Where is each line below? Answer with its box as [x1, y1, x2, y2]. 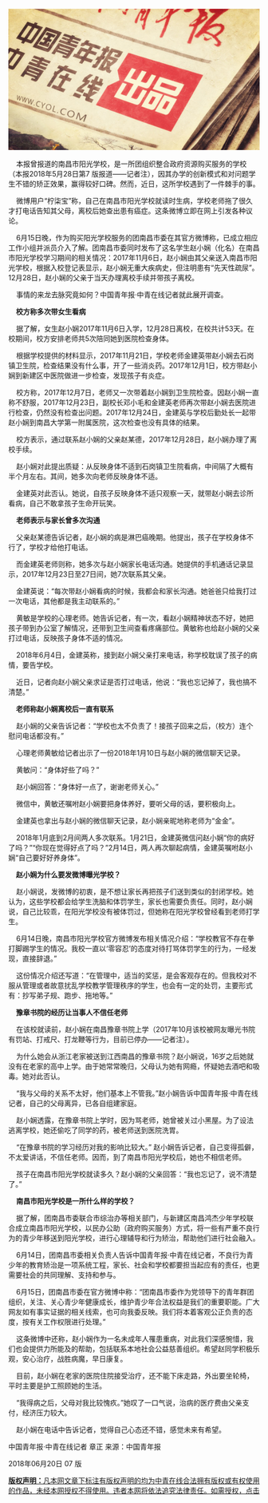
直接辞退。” [22, 954, 57, 963]
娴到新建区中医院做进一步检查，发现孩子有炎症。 [8, 371, 169, 380]
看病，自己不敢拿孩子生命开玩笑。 [8, 498, 120, 508]
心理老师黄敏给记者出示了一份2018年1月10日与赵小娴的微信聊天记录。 [15, 748, 245, 758]
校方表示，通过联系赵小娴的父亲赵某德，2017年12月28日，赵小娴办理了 [15, 434, 250, 444]
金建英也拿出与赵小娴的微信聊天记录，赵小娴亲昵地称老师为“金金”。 [15, 816, 239, 826]
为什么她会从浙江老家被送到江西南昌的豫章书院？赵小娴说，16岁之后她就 [15, 1052, 254, 1061]
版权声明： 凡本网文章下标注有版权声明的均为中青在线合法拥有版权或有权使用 [8, 1476, 260, 1485]
